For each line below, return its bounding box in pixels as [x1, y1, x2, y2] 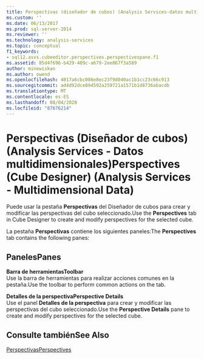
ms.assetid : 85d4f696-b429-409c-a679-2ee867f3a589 [6, 60, 137, 66]
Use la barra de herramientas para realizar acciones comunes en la [6, 274, 175, 282]
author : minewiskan [6, 65, 56, 72]
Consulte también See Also [6, 330, 109, 340]
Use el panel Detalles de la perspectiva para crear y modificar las [6, 299, 172, 307]
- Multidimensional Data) [6, 183, 135, 197]
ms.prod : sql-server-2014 [6, 26, 72, 32]
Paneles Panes [6, 252, 61, 262]
